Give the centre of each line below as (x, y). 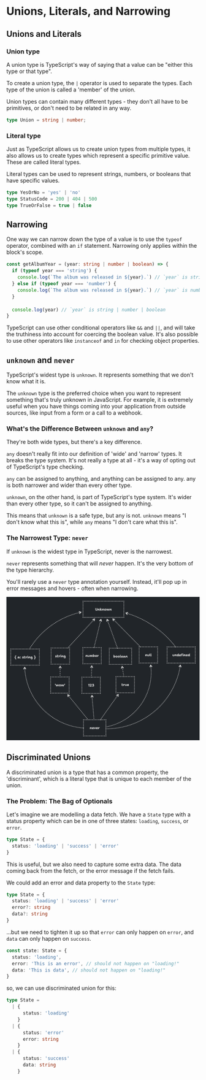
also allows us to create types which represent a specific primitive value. (98, 156)
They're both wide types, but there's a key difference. (74, 442)
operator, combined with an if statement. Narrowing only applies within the (102, 246)
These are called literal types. (44, 162)
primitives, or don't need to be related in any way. (69, 108)
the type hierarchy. (30, 570)
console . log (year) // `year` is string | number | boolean (89, 310)
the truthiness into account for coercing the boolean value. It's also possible (102, 334)
